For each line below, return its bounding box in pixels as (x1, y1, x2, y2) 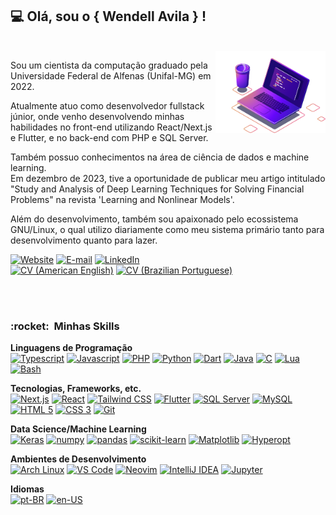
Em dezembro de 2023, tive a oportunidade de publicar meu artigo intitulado (10, 172, 326, 184)
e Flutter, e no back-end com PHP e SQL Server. (10, 131, 209, 143)
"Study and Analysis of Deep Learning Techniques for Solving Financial (10, 183, 305, 195)
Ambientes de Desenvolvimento (10, 453, 147, 465)
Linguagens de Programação (10, 342, 133, 354)
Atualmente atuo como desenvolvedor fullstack (10, 99, 205, 112)
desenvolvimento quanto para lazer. (10, 234, 158, 246)
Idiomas (10, 483, 45, 495)
